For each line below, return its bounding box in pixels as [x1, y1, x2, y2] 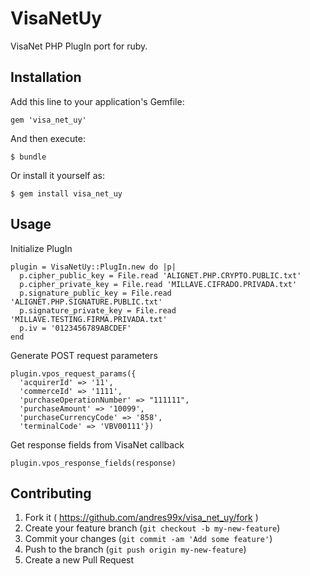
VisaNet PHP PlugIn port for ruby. [10, 40, 148, 52]
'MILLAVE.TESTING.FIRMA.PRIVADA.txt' [10, 314, 168, 324]
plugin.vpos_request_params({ [10, 368, 137, 379]
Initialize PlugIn [10, 242, 73, 254]
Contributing [10, 485, 92, 502]
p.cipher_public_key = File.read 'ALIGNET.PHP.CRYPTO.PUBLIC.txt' [19, 270, 302, 281]
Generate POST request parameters [10, 349, 158, 361]
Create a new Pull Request [24, 554, 135, 566]
